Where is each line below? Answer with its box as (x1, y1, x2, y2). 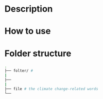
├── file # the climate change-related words (4, 86, 98, 91)
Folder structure (4, 48, 71, 59)
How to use (4, 26, 51, 37)
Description (4, 3, 53, 15)
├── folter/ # (4, 68, 34, 73)
